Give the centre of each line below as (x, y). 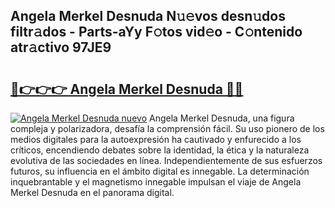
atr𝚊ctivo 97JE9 (61, 47)
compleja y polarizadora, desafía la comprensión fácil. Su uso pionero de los (167, 128)
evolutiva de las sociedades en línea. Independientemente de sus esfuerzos (166, 160)
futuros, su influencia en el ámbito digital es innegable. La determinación (160, 171)
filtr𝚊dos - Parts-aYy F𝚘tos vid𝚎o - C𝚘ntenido (156, 32)
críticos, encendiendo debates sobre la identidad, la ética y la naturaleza (160, 150)
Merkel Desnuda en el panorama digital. (92, 192)
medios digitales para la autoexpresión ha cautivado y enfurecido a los (156, 139)
